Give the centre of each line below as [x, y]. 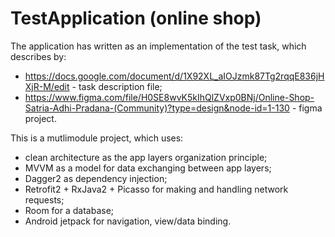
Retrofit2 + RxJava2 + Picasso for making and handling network [156, 189]
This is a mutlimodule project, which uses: [97, 138]
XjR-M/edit [47, 86]
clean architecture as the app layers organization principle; [146, 157]
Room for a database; [69, 210]
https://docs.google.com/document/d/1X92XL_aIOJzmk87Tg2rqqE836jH [174, 76]
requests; [44, 199]
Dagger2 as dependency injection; [96, 178]
